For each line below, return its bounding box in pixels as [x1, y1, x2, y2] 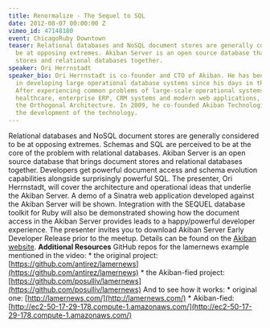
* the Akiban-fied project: [140, 268, 225, 277]
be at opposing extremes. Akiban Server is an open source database [15, 49, 250, 57]
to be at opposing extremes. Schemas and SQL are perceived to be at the [8, 140, 252, 149]
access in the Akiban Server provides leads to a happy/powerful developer [8, 216, 256, 226]
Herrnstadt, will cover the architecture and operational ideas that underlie [8, 182, 252, 191]
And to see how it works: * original [143, 285, 257, 294]
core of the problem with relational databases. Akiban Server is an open [8, 148, 246, 158]
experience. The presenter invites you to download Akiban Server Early [8, 225, 244, 234]
